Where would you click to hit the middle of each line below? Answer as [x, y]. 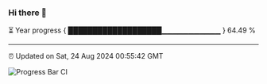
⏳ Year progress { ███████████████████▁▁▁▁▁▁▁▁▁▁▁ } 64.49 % [132, 30]
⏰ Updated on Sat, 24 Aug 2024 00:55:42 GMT [86, 56]
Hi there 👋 [28, 13]
